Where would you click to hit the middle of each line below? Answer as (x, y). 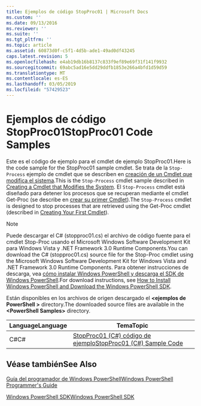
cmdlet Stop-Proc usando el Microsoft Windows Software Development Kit (98, 242)
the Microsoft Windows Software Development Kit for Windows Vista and (96, 260)
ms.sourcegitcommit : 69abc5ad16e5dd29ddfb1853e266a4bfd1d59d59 (87, 67)
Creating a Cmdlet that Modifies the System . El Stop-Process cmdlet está (96, 187)
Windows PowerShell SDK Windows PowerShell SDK (70, 396)
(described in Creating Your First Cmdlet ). (58, 212)
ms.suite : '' (22, 34)
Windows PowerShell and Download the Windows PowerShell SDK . (89, 286)
